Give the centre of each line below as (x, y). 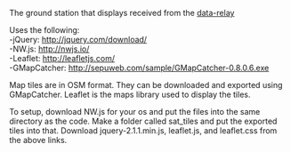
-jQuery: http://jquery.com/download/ (78, 40)
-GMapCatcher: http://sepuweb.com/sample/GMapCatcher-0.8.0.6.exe (139, 68)
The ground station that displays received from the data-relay (122, 13)
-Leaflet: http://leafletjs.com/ (62, 58)
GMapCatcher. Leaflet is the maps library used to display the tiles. (130, 94)
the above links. (38, 140)
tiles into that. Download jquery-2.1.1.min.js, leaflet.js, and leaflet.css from (143, 131)
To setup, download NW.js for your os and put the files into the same (135, 112)
